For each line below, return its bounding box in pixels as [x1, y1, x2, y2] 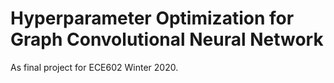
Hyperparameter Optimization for [10, 7, 295, 30]
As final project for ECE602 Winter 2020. [10, 61, 179, 73]
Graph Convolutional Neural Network [10, 28, 324, 51]
